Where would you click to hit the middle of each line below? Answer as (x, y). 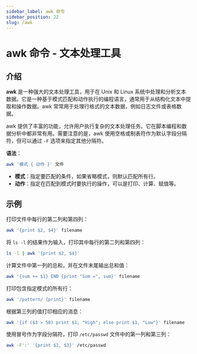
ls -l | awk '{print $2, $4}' (43, 253)
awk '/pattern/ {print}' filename (48, 299)
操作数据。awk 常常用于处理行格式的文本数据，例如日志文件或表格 (96, 107)
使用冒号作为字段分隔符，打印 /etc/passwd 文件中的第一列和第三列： (89, 334)
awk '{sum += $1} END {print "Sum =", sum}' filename (73, 276)
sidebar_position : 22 (33, 17)
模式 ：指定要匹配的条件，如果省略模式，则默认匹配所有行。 (86, 176)
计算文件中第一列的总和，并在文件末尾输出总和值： (68, 265)
